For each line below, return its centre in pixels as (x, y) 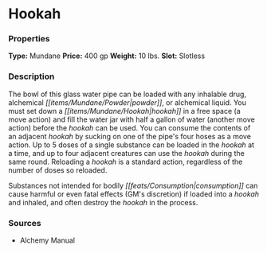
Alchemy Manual (47, 240)
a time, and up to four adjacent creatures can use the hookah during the (126, 153)
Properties (29, 39)
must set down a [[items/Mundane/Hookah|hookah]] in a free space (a (124, 111)
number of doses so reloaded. (58, 170)
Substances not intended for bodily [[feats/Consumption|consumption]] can (133, 185)
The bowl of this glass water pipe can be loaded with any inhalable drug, (128, 94)
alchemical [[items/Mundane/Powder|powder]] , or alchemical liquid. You (128, 102)
